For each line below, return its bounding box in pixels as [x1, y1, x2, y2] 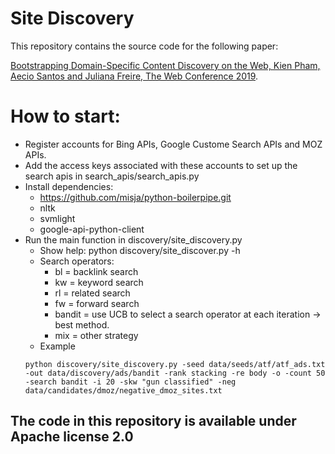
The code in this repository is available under [10, 413, 297, 430]
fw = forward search [54, 297, 140, 309]
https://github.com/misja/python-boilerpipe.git [39, 191, 232, 203]
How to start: [10, 105, 121, 128]
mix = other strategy [54, 329, 139, 341]
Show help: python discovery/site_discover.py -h [39, 244, 241, 256]
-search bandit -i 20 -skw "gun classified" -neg [24, 377, 237, 387]
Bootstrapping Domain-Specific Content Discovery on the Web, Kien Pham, [10, 59, 321, 71]
